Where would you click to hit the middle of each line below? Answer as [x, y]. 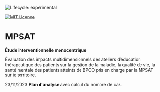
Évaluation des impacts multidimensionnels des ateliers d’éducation [73, 59]
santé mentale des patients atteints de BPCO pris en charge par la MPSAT [79, 70]
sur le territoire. [20, 75]
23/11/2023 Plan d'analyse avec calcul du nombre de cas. [64, 84]
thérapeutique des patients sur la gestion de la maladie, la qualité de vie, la [80, 64]
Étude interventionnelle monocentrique [46, 50]
